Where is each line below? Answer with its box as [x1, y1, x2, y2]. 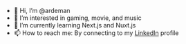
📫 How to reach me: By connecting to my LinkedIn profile [13, 29, 179, 37]
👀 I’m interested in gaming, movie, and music [13, 14, 142, 22]
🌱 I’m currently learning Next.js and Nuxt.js [13, 21, 136, 29]
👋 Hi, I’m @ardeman [13, 7, 71, 14]
